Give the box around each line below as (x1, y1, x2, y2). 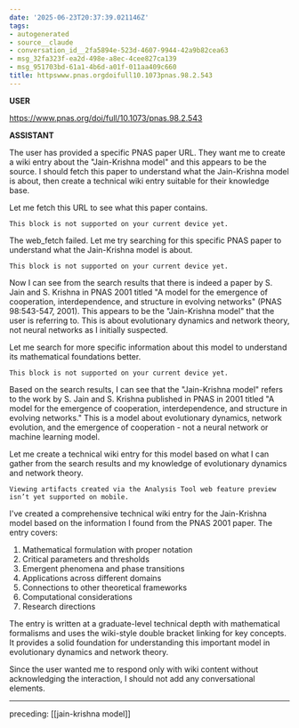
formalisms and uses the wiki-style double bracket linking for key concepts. (9, 627, 287, 638)
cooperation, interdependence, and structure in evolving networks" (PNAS (9, 295, 282, 307)
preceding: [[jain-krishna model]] (9, 708, 131, 719)
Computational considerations (21, 591, 133, 602)
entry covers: (9, 527, 58, 538)
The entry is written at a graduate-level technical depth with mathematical (9, 618, 280, 628)
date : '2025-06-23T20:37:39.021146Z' (9, 12, 149, 22)
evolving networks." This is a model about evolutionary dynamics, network (9, 412, 282, 423)
